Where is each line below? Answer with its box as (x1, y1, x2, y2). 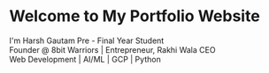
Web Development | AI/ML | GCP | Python (9, 54, 161, 64)
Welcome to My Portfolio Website (9, 6, 261, 26)
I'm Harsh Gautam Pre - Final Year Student (9, 35, 165, 46)
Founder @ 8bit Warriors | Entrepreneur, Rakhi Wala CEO (9, 44, 216, 55)
